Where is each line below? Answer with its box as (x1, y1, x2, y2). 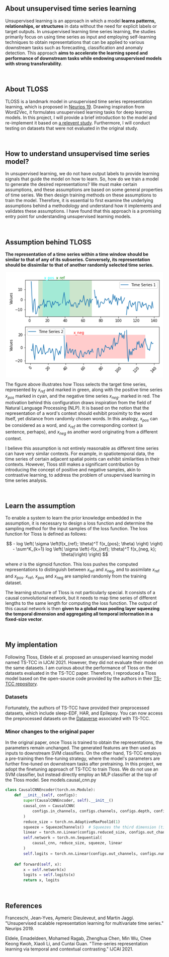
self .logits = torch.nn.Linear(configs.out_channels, (23, 851, 138, 856)
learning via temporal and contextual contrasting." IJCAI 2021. (5, 946, 134, 952)
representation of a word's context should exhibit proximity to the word (5, 410, 152, 416)
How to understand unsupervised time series (5, 150, 150, 158)
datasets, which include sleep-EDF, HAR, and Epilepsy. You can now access (5, 710, 163, 716)
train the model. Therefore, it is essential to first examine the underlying (5, 198, 153, 204)
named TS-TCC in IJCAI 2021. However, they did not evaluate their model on (5, 659, 163, 665)
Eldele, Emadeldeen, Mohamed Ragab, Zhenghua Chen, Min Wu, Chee (5, 935, 152, 941)
